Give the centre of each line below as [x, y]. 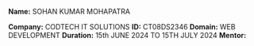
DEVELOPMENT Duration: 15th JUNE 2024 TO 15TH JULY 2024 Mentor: [127, 35]
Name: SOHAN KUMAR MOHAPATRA [69, 11]
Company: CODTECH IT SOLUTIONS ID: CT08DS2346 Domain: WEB [122, 27]
